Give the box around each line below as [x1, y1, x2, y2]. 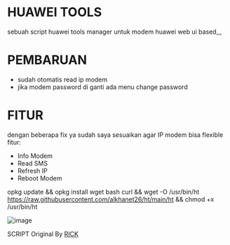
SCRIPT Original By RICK [7, 230, 79, 238]
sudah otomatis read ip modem [17, 75, 108, 84]
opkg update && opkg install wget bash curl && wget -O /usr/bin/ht [7, 187, 200, 196]
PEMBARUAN [7, 52, 88, 68]
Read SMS [17, 159, 48, 167]
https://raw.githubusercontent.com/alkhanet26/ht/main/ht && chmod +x [7, 194, 215, 204]
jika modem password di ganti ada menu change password [17, 82, 188, 91]
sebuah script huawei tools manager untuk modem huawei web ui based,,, [7, 27, 222, 36]
